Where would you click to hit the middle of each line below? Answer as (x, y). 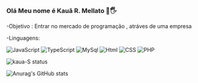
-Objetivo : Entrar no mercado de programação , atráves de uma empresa (99, 26)
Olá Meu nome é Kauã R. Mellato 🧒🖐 (62, 10)
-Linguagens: (23, 38)
